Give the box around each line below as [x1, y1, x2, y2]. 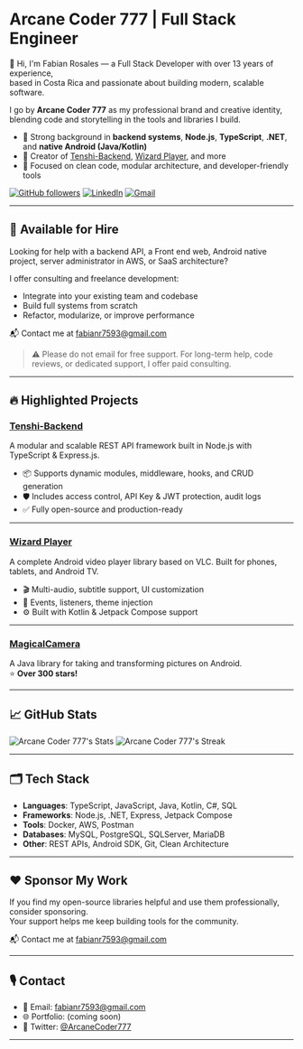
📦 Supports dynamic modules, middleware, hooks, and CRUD [22, 468, 254, 478]
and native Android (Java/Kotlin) [22, 141, 147, 152]
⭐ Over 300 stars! [9, 668, 78, 679]
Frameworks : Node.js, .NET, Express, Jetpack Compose [22, 809, 233, 821]
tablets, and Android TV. [9, 565, 99, 577]
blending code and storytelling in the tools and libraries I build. [9, 114, 242, 125]
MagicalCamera [9, 637, 81, 650]
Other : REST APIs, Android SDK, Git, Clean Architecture [22, 838, 230, 849]
